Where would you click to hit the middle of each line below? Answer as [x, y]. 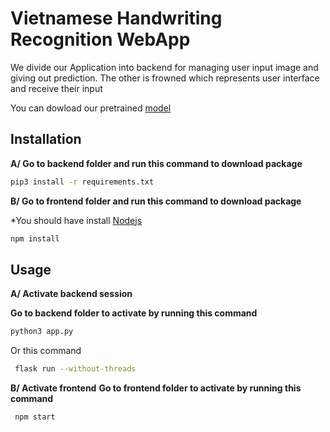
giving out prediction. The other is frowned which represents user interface [165, 78]
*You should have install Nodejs [76, 220]
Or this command [46, 351]
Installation [46, 139]
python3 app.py [42, 332]
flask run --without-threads [75, 369]
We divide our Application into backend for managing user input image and [164, 67]
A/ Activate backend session [71, 294]
